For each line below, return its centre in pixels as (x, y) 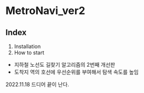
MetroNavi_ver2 (45, 11)
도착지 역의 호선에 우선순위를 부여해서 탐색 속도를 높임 (76, 72)
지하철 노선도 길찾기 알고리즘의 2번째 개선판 (65, 65)
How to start (29, 53)
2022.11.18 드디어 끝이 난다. (37, 84)
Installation (27, 46)
